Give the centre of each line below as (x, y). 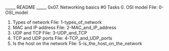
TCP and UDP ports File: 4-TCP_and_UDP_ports (62, 38)
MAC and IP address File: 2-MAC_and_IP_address (64, 27)
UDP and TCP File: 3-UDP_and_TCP (50, 33)
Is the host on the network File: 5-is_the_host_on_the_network (77, 43)
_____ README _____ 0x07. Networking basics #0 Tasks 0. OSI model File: (81, 7)
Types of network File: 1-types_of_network (57, 22)
